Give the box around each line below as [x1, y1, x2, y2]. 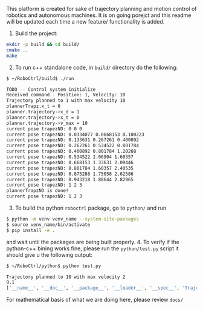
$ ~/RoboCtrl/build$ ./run [6, 75, 74, 81]
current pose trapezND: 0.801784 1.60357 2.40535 [6, 165, 134, 171]
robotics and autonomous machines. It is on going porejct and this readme [6, 12, 192, 19]
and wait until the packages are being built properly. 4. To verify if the [6, 238, 179, 245]
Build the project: [14, 30, 58, 37]
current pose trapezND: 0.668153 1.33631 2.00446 [6, 159, 134, 165]
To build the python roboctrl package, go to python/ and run [14, 204, 167, 211]
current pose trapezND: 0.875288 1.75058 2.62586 [6, 171, 134, 177]
